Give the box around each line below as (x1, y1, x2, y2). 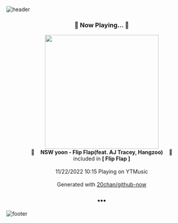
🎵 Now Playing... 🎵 (74, 21, 130, 29)
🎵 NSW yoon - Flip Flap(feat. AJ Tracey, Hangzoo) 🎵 (31, 149, 173, 156)
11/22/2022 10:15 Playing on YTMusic (55, 168, 148, 176)
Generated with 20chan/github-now (57, 181, 147, 188)
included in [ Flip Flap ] (73, 155, 131, 162)
